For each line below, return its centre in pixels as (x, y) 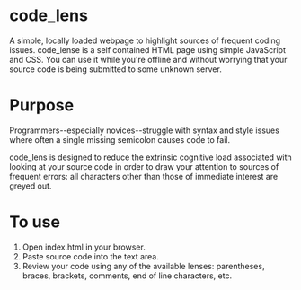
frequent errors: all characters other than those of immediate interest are (144, 176)
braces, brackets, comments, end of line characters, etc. (127, 276)
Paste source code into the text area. (91, 256)
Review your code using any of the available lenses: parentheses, (143, 266)
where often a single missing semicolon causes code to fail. (120, 139)
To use (35, 222)
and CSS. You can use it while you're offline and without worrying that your (148, 59)
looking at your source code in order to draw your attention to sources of (144, 166)
